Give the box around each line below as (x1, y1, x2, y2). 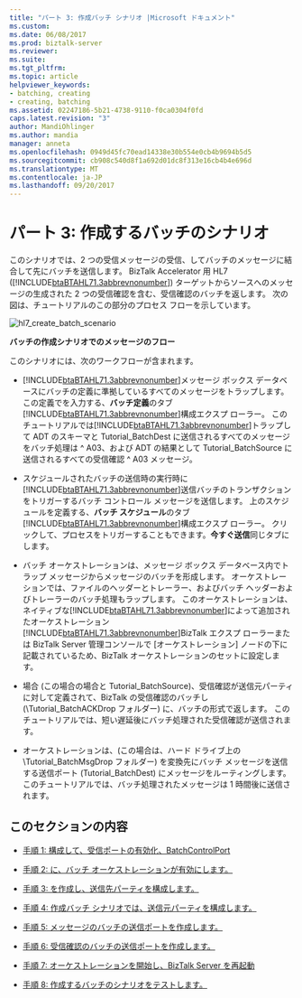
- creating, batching (9, 97, 91, 107)
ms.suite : (9, 55, 47, 64)
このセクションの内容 (9, 819, 128, 835)
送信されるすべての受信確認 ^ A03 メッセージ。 (22, 453, 198, 465)
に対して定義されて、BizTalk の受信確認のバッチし (22, 692, 209, 703)
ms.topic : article (9, 72, 78, 81)
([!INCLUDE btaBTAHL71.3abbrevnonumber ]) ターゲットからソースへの (9, 277, 270, 288)
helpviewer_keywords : (9, 80, 91, 89)
